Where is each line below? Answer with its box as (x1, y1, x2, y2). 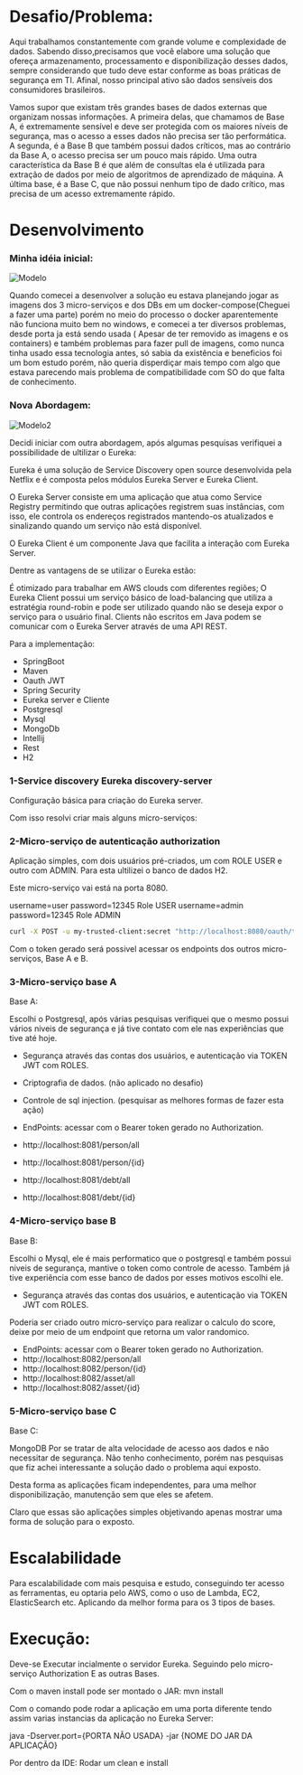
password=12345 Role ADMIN (9, 910, 122, 921)
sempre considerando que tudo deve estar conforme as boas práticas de (9, 65, 281, 76)
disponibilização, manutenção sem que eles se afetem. (9, 1489, 214, 1500)
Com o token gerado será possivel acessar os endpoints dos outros (9, 944, 261, 954)
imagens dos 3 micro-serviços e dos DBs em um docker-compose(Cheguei (9, 300, 290, 311)
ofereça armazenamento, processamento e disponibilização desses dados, (9, 55, 289, 66)
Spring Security (22, 684, 81, 695)
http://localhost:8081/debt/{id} (22, 1192, 136, 1203)
